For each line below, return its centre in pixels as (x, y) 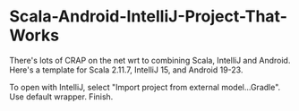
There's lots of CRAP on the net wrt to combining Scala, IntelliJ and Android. (150, 60)
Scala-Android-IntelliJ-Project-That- (149, 17)
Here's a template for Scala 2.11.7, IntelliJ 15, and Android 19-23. (126, 70)
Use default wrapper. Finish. (61, 97)
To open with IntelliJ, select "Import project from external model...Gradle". (145, 87)
